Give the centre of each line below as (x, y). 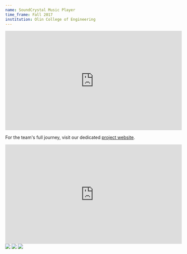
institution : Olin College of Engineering (50, 19)
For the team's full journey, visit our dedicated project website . (70, 137)
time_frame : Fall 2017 (29, 15)
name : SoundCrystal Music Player (40, 10)
